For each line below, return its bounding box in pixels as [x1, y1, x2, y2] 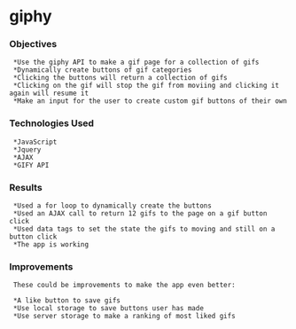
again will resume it [9, 89, 90, 98]
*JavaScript [12, 137, 58, 146]
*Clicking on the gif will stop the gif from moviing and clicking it [12, 82, 279, 90]
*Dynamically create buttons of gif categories [12, 66, 192, 74]
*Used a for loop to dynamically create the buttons [12, 201, 213, 210]
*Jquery [12, 145, 42, 154]
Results [9, 181, 43, 193]
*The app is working [12, 240, 90, 249]
